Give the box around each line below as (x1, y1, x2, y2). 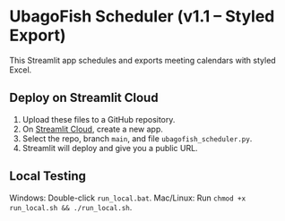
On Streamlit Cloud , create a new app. (22, 123, 164, 134)
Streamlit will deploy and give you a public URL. (22, 142, 199, 153)
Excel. (9, 64, 32, 75)
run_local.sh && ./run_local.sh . (9, 201, 133, 212)
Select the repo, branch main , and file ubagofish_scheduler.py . (22, 132, 253, 144)
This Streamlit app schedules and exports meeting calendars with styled (9, 55, 276, 65)
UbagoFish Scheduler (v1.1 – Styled (9, 6, 275, 27)
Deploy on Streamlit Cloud (9, 90, 159, 106)
